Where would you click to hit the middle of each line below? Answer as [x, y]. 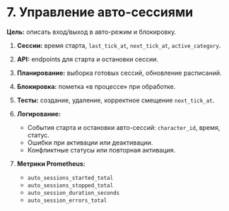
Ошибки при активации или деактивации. [90, 143]
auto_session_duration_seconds [74, 193]
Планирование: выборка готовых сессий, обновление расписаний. [119, 73]
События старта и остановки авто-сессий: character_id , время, [124, 127]
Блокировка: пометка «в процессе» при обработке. [96, 86]
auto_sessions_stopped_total [70, 185]
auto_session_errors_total [67, 200]
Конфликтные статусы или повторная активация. [101, 150]
